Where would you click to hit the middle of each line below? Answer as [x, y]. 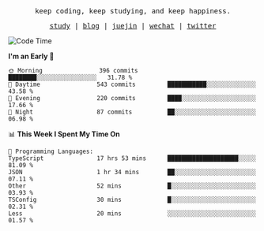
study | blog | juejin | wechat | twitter [133, 26]
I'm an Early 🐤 [31, 56]
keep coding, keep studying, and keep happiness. [133, 11]
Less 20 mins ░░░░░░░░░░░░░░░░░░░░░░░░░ [132, 214]
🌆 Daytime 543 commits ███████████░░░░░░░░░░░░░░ [132, 84]
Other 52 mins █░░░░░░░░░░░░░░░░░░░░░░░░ [132, 186]
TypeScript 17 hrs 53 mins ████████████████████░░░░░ [132, 158]
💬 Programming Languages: [51, 151]
